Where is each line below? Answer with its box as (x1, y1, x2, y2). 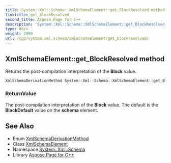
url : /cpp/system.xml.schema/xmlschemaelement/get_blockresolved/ (5, 36, 149, 41)
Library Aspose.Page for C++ (12, 151, 75, 158)
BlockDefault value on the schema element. (5, 107, 98, 113)
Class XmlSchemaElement (12, 141, 68, 147)
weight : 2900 (5, 31, 33, 36)
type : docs (5, 26, 28, 32)
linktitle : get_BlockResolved (5, 12, 70, 17)
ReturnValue (5, 90, 37, 97)
